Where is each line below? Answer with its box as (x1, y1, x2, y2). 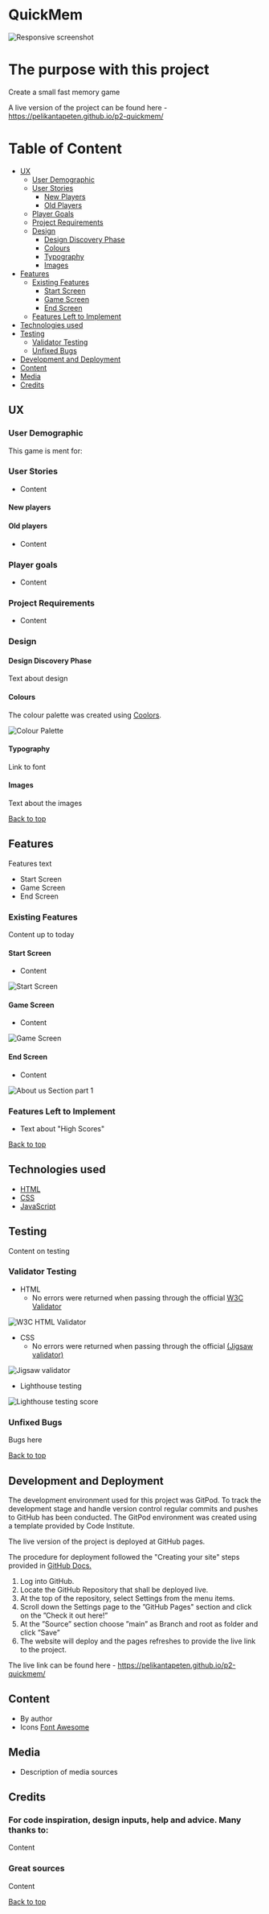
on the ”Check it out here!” (19, 1610, 108, 1620)
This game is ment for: (8, 445, 83, 456)
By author (19, 1714, 53, 1723)
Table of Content (8, 139, 123, 158)
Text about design (8, 674, 68, 684)
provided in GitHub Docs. (8, 1561, 92, 1570)
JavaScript (19, 1201, 56, 1211)
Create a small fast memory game (8, 87, 120, 97)
